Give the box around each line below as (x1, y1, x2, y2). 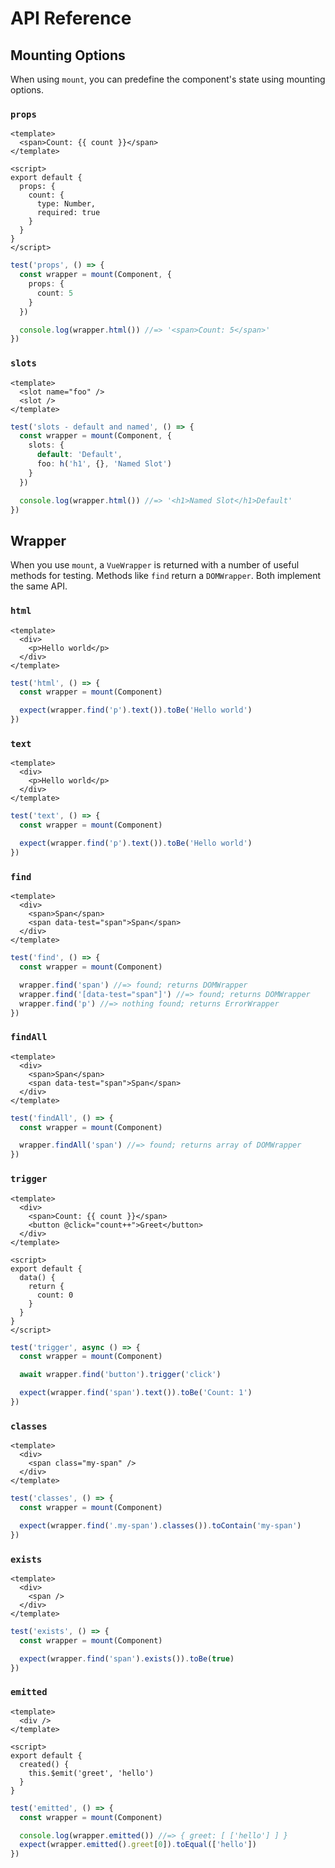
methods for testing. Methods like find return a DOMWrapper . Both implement (10, 570, 322, 582)
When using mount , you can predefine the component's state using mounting (10, 73, 326, 85)
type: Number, (36, 199, 97, 209)
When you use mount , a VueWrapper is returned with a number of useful (10, 559, 300, 571)
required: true (36, 208, 101, 218)
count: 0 (36, 1290, 74, 1300)
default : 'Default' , (36, 450, 123, 460)
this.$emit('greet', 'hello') (28, 1768, 155, 1778)
